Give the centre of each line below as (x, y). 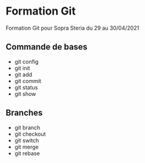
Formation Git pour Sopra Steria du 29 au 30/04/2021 (72, 28)
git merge (26, 147)
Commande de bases (47, 47)
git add (23, 75)
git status (26, 87)
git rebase (27, 153)
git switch (27, 140)
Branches (24, 113)
